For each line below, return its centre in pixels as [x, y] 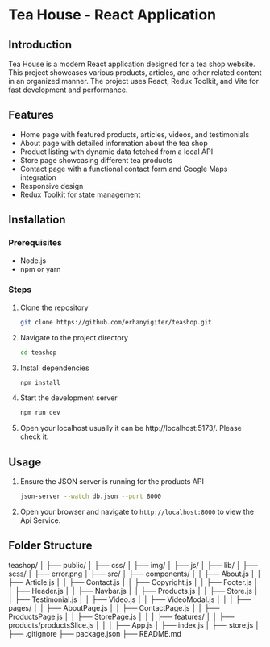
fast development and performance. [68, 90]
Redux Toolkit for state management [80, 194]
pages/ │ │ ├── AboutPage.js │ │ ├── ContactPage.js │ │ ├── [114, 607]
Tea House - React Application [112, 15]
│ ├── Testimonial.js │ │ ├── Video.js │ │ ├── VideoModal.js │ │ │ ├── [130, 599]
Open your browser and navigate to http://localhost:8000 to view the [137, 511]
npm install [40, 382]
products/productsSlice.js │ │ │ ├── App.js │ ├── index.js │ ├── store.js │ [134, 625]
